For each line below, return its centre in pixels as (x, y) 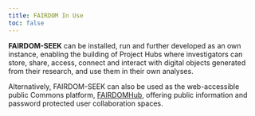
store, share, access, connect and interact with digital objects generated (127, 62)
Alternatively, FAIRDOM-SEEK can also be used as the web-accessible (124, 86)
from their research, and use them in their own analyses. (101, 71)
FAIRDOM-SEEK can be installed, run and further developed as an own (125, 45)
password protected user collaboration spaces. (86, 103)
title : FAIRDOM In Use (46, 15)
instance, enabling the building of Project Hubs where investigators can (126, 54)
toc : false (26, 23)
